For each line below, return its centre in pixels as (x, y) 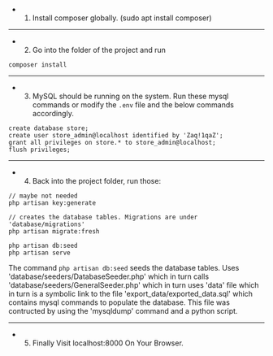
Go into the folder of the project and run (99, 50)
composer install (38, 65)
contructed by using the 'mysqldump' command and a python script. (123, 311)
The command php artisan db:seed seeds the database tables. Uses (124, 268)
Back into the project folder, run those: (96, 181)
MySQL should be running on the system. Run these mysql (130, 96)
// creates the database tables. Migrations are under (103, 217)
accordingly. (53, 113)
